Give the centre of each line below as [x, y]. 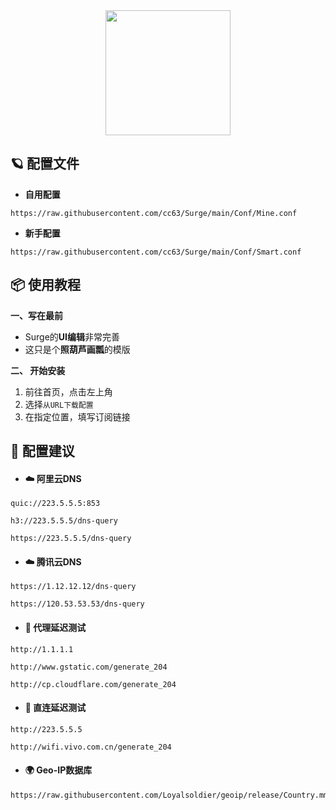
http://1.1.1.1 [42, 649]
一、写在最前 [36, 315]
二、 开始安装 [38, 370]
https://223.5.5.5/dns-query [71, 539]
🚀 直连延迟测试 [55, 708]
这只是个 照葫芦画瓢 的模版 [77, 349]
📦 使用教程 [46, 285]
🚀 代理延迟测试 [55, 628]
